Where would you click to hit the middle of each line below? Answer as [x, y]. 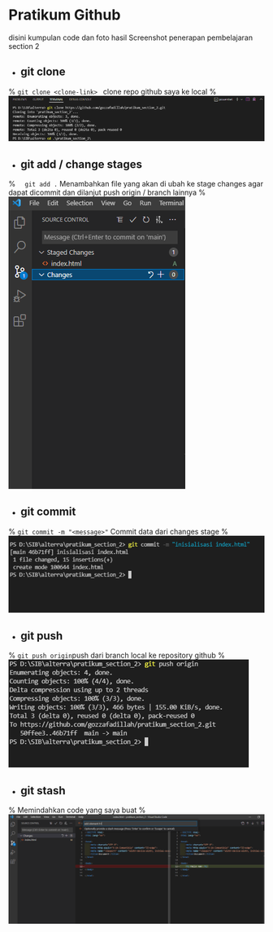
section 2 [24, 46]
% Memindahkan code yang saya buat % [77, 810]
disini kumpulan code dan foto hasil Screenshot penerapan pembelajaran [131, 37]
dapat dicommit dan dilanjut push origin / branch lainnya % [107, 192]
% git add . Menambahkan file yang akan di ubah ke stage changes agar [136, 184]
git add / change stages [81, 164]
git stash [43, 791]
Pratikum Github [65, 15]
